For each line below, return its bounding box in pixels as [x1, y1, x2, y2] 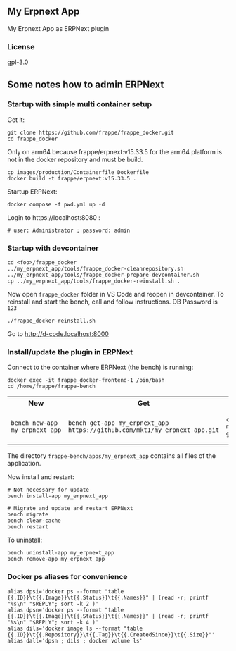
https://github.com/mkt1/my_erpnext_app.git [67, 426, 220, 434]
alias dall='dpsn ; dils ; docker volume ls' [7, 637, 143, 644]
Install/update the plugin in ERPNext [7, 347, 133, 357]
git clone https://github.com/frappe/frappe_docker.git [7, 129, 174, 136]
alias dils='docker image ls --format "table [7, 625, 143, 632]
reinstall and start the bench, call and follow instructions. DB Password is [7, 297, 218, 306]
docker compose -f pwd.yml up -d [7, 201, 105, 208]
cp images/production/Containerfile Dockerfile [7, 168, 150, 175]
